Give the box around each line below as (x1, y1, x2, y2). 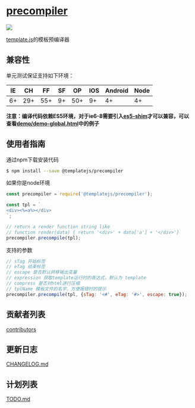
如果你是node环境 (6, 179, 51, 186)
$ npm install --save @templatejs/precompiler (6, 168, 124, 174)
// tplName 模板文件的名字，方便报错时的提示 (6, 286, 106, 292)
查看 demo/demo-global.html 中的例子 (6, 120, 100, 127)
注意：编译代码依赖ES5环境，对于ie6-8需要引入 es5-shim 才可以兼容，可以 (6, 112, 189, 120)
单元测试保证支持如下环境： (6, 71, 74, 79)
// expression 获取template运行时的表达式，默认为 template (6, 275, 147, 281)
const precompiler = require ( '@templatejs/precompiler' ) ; (6, 191, 153, 197)
